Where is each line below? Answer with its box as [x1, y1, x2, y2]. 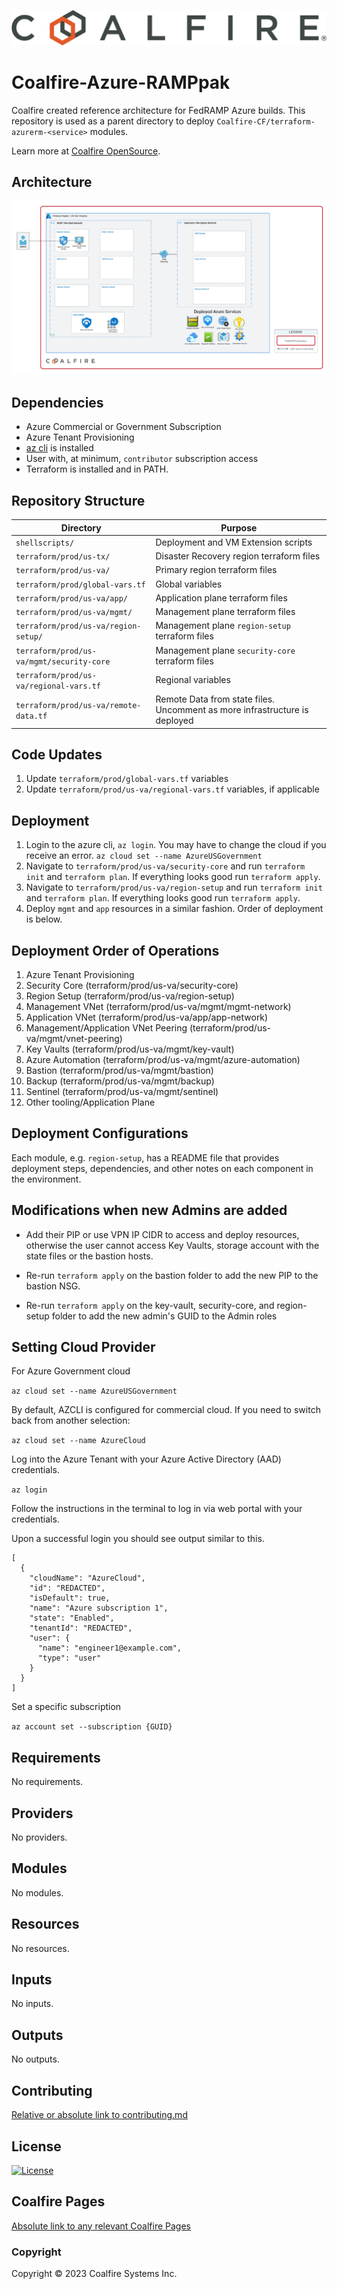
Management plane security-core [155, 644, 296, 656]
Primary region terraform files [155, 564, 278, 576]
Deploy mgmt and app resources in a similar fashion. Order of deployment [25, 903, 324, 915]
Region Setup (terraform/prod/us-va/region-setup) [25, 990, 235, 1002]
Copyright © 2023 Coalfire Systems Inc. [11, 2268, 178, 2280]
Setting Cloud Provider [11, 1339, 156, 1355]
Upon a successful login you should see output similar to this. [11, 1533, 265, 1545]
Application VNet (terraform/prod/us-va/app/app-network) [25, 1011, 269, 1023]
